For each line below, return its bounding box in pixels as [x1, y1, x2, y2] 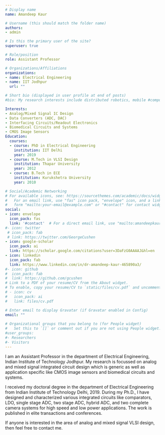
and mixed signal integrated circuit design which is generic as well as [5, 363, 145, 370]
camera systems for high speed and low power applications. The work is [5, 405, 152, 411]
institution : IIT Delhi [14, 147, 63, 153]
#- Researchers [5, 335, 36, 340]
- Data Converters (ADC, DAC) [5, 115, 67, 121]
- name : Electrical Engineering [5, 75, 71, 80]
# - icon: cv [5, 290, 32, 294]
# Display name [5, 7, 36, 12]
